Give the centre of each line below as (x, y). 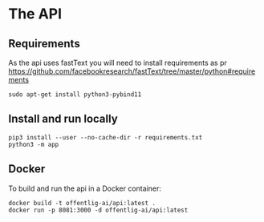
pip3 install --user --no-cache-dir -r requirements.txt (106, 137)
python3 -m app (34, 144)
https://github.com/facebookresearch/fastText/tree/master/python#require (132, 71)
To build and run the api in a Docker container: (85, 188)
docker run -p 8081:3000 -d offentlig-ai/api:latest (98, 210)
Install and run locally (63, 119)
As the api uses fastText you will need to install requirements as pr (118, 63)
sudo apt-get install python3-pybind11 (75, 95)
